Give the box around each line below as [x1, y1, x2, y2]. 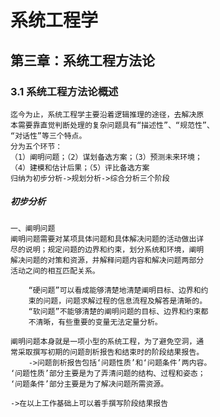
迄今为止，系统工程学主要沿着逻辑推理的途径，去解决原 [10, 109, 205, 120]
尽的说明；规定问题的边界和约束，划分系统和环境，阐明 [10, 244, 205, 255]
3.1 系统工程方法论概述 [10, 84, 119, 98]
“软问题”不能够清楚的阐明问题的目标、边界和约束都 [28, 306, 209, 316]
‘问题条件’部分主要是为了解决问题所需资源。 [10, 379, 169, 389]
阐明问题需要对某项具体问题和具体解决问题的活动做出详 [10, 234, 205, 244]
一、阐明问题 [10, 223, 56, 233]
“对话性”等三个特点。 [10, 131, 87, 141]
